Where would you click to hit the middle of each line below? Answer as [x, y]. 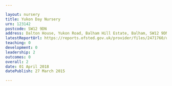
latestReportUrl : [24, 38]
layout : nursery [23, 14]
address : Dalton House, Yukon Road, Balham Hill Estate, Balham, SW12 [82, 34]
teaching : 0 [18, 43]
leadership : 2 [20, 52]
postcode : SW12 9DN [26, 28]
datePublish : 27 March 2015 [35, 71]
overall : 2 [17, 62]
